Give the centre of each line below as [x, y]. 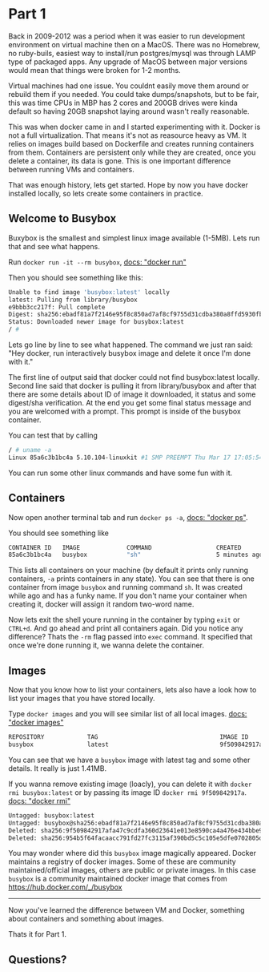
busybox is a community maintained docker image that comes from [118, 879]
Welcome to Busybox [62, 218]
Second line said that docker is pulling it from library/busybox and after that [132, 386]
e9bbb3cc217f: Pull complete [57, 307]
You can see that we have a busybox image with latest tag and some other [129, 760]
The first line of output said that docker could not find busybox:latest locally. [134, 377]
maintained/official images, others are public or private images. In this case [132, 870]
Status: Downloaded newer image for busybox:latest [96, 322]
